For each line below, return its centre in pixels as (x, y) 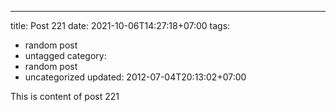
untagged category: (65, 55)
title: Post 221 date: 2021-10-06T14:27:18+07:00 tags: (120, 25)
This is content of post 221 (65, 96)
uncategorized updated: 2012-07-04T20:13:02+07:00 (135, 77)
